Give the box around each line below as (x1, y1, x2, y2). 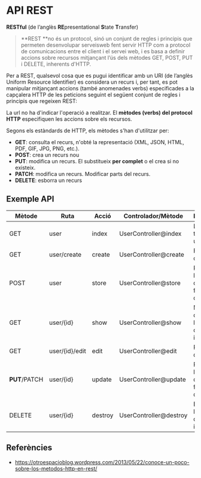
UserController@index (119, 229, 182, 238)
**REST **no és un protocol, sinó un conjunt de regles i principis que (20, 35, 193, 42)
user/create (48, 250, 82, 258)
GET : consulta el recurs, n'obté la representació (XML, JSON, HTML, (14, 138, 184, 145)
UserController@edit (119, 346, 177, 355)
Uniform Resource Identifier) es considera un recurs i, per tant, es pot (6, 78, 178, 86)
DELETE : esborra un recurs (14, 176, 83, 184)
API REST (6, 4, 54, 17)
